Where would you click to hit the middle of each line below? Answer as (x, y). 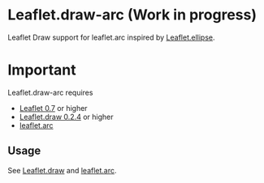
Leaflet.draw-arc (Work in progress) (132, 15)
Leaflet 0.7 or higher (53, 108)
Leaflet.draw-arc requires (50, 92)
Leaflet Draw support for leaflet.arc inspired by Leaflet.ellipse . (112, 37)
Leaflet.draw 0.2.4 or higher (66, 117)
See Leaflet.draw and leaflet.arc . (62, 170)
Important (42, 70)
